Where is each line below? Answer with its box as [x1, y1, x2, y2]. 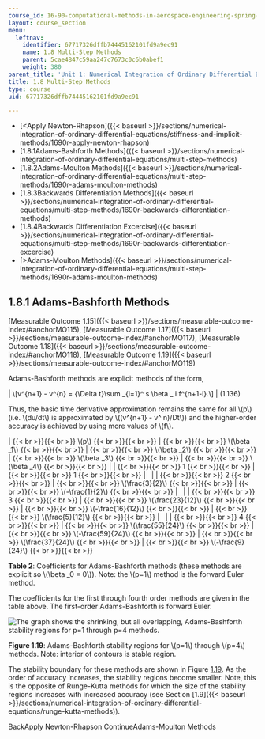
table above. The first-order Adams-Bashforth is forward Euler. [8, 602, 212, 612]
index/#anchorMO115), [8, 325, 82, 335]
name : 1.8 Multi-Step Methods [22, 48, 122, 56]
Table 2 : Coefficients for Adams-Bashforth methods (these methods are [8, 561, 242, 570]
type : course [8, 85, 51, 93]
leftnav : [15, 33, 44, 42]
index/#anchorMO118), [8, 350, 82, 360]
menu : [8, 26, 26, 34]
